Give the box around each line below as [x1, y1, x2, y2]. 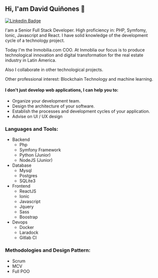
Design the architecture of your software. [12, 103, 95, 109]
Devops [12, 219, 28, 225]
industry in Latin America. [5, 57, 57, 63]
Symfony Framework [19, 147, 61, 153]
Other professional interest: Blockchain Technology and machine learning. [5, 76, 153, 82]
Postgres [19, 173, 37, 179]
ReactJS [19, 188, 36, 194]
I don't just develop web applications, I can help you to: [5, 87, 119, 93]
